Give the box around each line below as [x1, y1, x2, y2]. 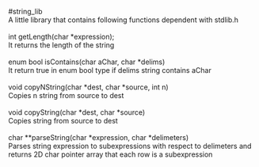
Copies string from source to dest [8, 116, 119, 125]
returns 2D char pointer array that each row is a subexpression [8, 150, 213, 159]
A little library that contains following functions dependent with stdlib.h [8, 15, 239, 25]
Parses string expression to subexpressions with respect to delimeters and [8, 142, 252, 150]
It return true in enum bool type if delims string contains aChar [8, 66, 211, 74]
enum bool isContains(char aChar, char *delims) [8, 57, 166, 66]
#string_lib [8, 7, 43, 16]
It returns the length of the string [8, 40, 115, 50]
